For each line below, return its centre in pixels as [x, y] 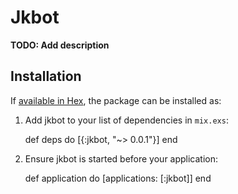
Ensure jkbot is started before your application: [121, 158]
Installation [46, 76]
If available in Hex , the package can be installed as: [116, 100]
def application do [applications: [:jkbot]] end [118, 178]
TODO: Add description [60, 45]
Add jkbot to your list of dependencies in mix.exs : [126, 120]
